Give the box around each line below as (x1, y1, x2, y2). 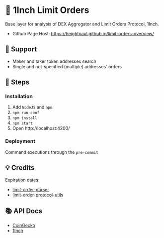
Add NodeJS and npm (12, 104, 53, 110)
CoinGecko (12, 223, 36, 229)
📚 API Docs (5, 207, 43, 215)
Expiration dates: (5, 177, 40, 183)
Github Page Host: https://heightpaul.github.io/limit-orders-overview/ (12, 30, 154, 36)
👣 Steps (5, 78, 30, 87)
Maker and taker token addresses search (12, 58, 96, 64)
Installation (5, 93, 33, 100)
